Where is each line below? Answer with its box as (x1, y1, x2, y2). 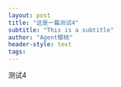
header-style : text (8, 41, 72, 49)
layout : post (8, 11, 51, 20)
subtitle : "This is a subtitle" (8, 26, 114, 34)
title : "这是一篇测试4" (8, 19, 79, 27)
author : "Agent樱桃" (8, 33, 73, 42)
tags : (8, 48, 26, 56)
